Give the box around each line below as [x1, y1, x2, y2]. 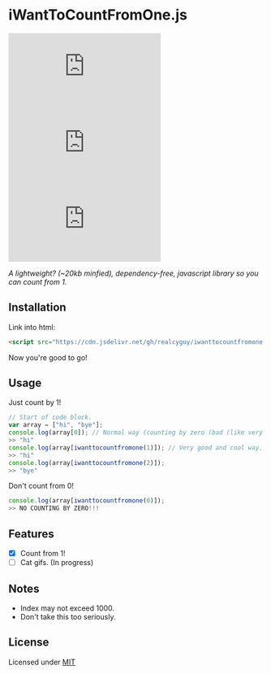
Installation [8, 301, 67, 315]
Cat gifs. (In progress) [19, 558, 94, 567]
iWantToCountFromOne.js [8, 6, 188, 24]
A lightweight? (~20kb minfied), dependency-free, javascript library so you [8, 268, 259, 278]
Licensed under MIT [8, 657, 75, 667]
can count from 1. [8, 276, 67, 286]
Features [8, 527, 54, 541]
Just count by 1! [8, 398, 62, 407]
